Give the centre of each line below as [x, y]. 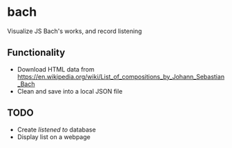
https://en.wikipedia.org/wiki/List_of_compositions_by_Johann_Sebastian [121, 76]
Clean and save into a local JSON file [70, 91]
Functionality [36, 53]
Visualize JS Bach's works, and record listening [75, 31]
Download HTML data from [56, 69]
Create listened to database [57, 129]
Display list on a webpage [54, 137]
